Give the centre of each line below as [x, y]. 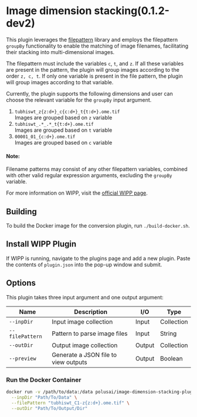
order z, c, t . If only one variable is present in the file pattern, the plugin [94, 76]
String [169, 333]
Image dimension [49, 11]
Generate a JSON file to [84, 355]
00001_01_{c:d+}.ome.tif [45, 136]
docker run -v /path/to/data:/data [50, 392]
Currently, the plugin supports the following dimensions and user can [89, 94]
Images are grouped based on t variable [63, 130]
